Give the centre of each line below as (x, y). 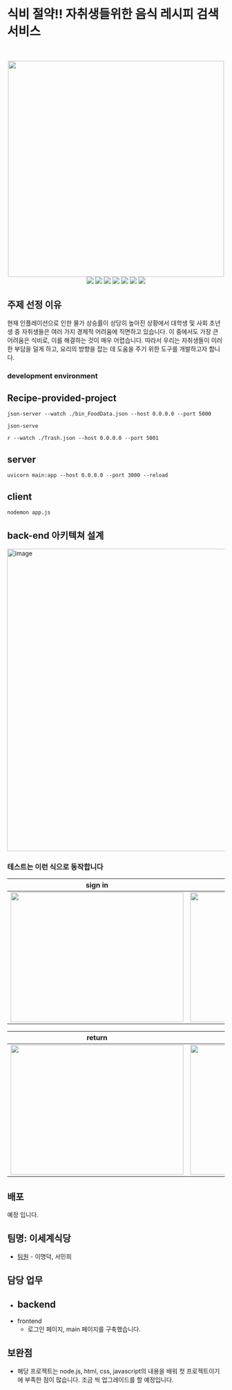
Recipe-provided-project (62, 398)
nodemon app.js (29, 512)
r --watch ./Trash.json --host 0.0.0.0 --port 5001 (83, 438)
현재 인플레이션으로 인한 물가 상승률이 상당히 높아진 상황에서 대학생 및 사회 (108, 323)
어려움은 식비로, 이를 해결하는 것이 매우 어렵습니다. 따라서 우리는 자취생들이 (108, 340)
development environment (52, 376)
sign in (97, 885)
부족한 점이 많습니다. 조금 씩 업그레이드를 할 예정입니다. (99, 1380)
